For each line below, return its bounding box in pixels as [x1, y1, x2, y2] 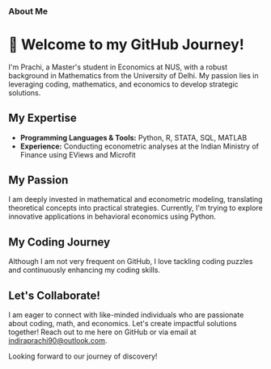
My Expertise [8, 111, 77, 125]
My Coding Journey [8, 235, 111, 249]
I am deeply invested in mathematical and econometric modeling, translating [8, 195, 263, 204]
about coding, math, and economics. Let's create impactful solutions [8, 319, 237, 329]
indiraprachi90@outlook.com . [8, 336, 108, 346]
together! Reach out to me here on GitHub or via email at [8, 327, 197, 337]
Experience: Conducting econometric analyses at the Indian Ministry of [19, 141, 259, 151]
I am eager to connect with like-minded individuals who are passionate [8, 310, 244, 320]
